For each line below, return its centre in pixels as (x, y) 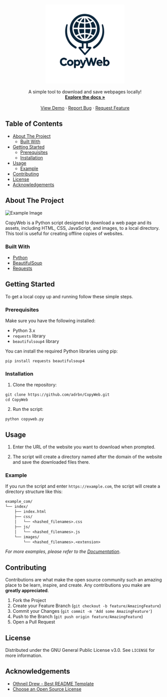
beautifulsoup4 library (36, 341)
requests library (29, 336)
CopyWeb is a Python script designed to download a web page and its (78, 223)
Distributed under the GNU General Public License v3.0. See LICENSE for (80, 650)
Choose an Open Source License (47, 689)
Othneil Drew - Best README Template (53, 683)
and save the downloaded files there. (51, 462)
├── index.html (30, 512)
